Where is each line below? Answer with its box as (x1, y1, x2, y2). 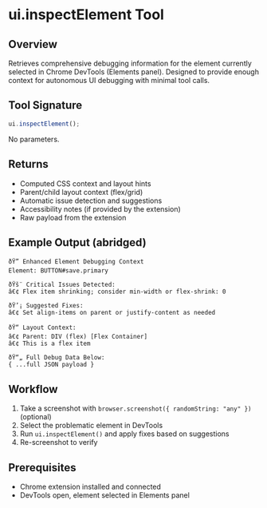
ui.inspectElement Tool (8, 6, 165, 24)
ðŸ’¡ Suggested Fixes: (8, 302, 84, 310)
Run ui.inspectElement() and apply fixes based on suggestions (19, 429, 230, 439)
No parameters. (8, 134, 60, 144)
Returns (8, 157, 49, 171)
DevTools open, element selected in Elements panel (19, 490, 190, 500)
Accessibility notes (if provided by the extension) (19, 204, 181, 213)
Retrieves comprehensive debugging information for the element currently (8, 58, 253, 68)
